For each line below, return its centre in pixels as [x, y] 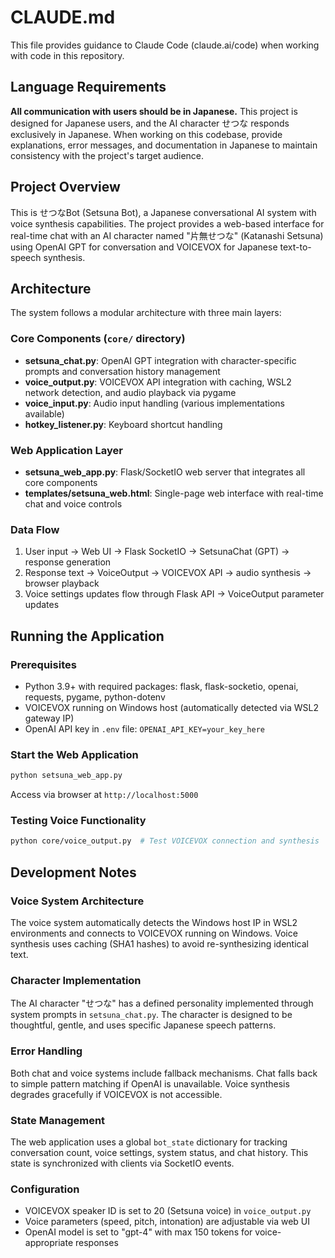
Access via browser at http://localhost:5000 [104, 795]
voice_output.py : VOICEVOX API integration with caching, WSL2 [158, 382]
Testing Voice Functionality [78, 821]
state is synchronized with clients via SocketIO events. [122, 1163]
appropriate [49, 1243]
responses [97, 1243]
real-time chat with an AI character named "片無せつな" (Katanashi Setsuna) [167, 235]
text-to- [295, 247]
